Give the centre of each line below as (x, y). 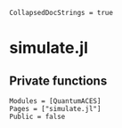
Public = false (37, 116)
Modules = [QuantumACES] (55, 101)
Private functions (58, 80)
